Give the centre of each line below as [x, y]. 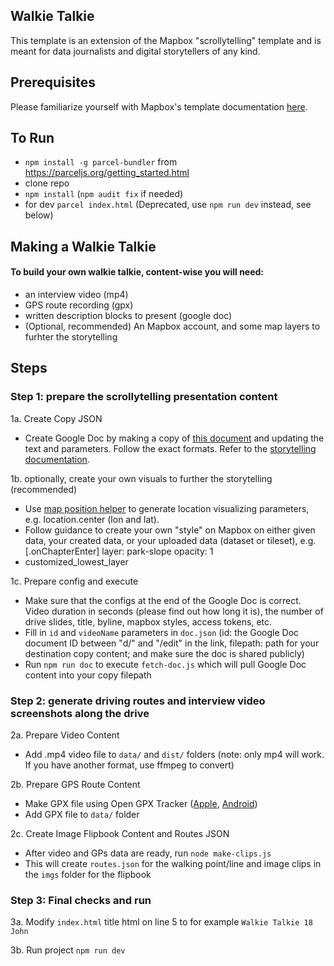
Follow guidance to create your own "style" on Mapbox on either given [170, 530]
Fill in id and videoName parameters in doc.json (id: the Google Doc [162, 632]
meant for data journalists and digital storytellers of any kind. [135, 51]
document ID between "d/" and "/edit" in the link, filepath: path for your [172, 643]
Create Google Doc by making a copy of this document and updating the [174, 438]
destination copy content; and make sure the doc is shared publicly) [164, 653]
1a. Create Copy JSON [56, 418]
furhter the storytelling [71, 337]
